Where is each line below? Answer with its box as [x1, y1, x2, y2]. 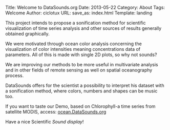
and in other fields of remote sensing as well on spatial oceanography [5, 67, 153, 73]
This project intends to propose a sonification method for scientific [5, 20, 146, 26]
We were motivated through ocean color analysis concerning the [5, 41, 142, 47]
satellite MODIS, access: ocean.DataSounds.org [5, 109, 107, 115]
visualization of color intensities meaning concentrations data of [5, 46, 141, 52]
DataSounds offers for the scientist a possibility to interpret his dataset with [5, 82, 165, 88]
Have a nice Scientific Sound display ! [5, 119, 84, 125]
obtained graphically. [5, 31, 50, 36]
